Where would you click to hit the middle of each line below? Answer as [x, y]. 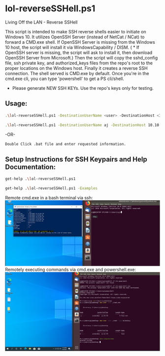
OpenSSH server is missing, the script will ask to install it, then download [79, 53]
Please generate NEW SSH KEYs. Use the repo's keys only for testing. [83, 88]
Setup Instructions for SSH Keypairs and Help [76, 159]
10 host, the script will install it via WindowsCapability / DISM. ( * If [72, 47]
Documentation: [30, 167]
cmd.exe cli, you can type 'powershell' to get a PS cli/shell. [65, 79]
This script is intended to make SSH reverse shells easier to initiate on [76, 31]
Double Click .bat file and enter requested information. [66, 144]
